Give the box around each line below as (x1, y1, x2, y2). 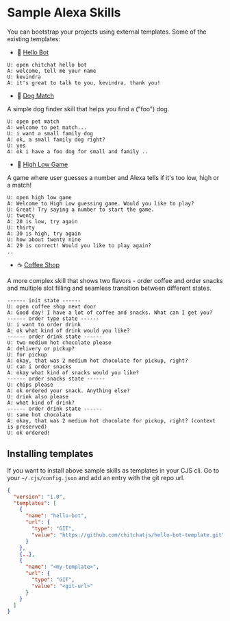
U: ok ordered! (7, 429, 51, 436)
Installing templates (7, 448, 94, 460)
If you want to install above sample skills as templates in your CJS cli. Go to (7, 466, 220, 475)
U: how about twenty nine (7, 236, 81, 243)
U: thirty (7, 224, 36, 231)
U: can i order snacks (7, 363, 72, 370)
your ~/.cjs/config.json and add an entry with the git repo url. (7, 473, 185, 482)
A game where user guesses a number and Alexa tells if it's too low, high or (7, 173, 220, 181)
